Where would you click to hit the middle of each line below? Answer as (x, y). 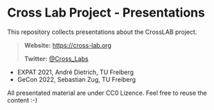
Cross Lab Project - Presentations (106, 13)
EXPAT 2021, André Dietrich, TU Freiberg (75, 72)
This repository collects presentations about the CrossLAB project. (102, 32)
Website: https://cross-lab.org (68, 45)
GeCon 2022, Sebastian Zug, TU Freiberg (77, 79)
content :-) (23, 100)
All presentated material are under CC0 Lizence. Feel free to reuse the (107, 93)
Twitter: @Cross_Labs (56, 58)
